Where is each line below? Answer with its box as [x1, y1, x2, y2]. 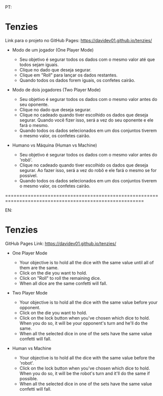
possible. [19, 375, 38, 381]
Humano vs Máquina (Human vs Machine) [12, 142, 97, 148]
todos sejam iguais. [19, 61, 59, 68]
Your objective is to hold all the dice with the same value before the [19, 355, 155, 361]
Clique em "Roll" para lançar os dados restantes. [19, 72, 118, 78]
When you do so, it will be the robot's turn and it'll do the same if [19, 370, 150, 376]
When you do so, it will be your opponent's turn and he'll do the [19, 320, 148, 326]
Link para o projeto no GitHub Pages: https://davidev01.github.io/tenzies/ [5, 37, 152, 43]
